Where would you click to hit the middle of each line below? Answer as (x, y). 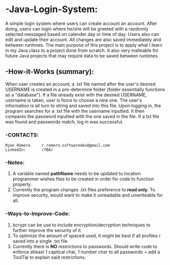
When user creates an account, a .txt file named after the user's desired (80, 84)
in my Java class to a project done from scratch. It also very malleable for (82, 50)
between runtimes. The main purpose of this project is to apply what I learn (84, 45)
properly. (22, 184)
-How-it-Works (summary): (50, 72)
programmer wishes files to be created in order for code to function (83, 179)
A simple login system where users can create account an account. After (81, 23)
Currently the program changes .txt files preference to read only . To (84, 190)
